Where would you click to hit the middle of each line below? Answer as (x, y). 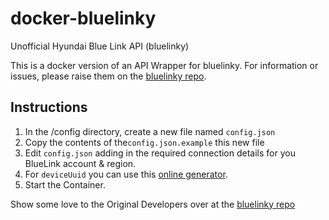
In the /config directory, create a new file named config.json (150, 131)
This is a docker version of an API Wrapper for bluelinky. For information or (164, 65)
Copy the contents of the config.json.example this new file (144, 142)
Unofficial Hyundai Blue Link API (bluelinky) (100, 46)
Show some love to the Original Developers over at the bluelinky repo (153, 204)
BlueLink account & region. (80, 163)
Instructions (49, 107)
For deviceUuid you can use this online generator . (126, 174)
